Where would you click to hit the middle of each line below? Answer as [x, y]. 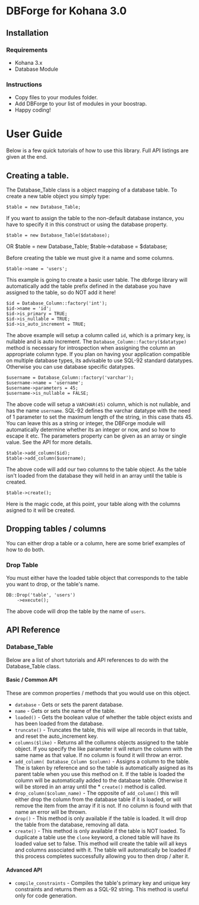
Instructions [24, 84]
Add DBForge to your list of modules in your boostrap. [81, 104]
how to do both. [26, 549]
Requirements [27, 50]
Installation [27, 33]
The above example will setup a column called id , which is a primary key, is [98, 335]
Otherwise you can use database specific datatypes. [71, 366]
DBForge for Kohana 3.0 [67, 11]
